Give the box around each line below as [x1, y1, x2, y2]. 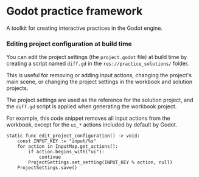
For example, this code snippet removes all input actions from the [6, 114, 170, 122]
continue [38, 154, 61, 161]
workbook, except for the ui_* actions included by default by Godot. [6, 121, 178, 128]
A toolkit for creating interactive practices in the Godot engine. [6, 24, 163, 32]
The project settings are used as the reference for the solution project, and [6, 96, 194, 104]
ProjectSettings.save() [17, 165, 78, 171]
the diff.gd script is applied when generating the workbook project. [6, 103, 177, 110]
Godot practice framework [6, 4, 143, 18]
